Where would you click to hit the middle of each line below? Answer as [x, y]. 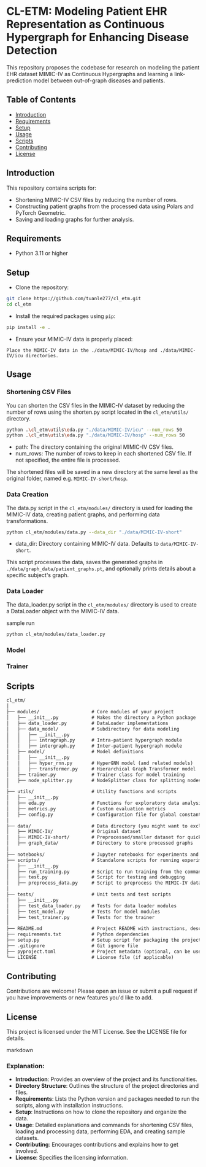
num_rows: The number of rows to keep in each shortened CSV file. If [103, 454]
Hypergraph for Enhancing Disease [97, 37]
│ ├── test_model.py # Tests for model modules [83, 912]
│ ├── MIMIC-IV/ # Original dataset [74, 832]
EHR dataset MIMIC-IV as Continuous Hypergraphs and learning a [90, 74]
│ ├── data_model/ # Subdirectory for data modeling [93, 729]
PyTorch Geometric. [40, 212]
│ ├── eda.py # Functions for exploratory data [93, 803]
